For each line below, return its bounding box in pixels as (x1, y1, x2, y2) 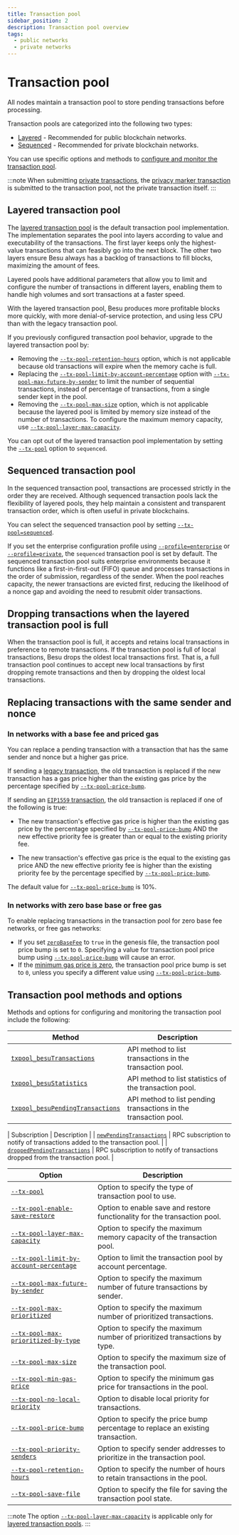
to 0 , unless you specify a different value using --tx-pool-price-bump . (17, 968, 222, 977)
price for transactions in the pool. (97, 1382, 208, 1392)
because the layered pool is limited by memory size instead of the (17, 407, 211, 416)
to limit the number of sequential (99, 377, 194, 385)
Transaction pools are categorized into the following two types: (7, 119, 193, 128)
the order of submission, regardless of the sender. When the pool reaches (7, 572, 224, 580)
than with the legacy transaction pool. (7, 319, 118, 328)
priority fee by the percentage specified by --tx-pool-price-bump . (17, 868, 211, 878)
